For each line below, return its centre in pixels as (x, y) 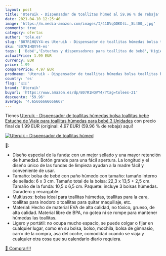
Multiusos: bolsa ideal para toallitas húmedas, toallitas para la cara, (81, 197)
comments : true (21, 28)
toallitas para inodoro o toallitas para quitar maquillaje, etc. (72, 202)
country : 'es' (20, 79)
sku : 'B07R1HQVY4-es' (27, 46)
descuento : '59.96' (25, 97)
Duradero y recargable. (36, 192)
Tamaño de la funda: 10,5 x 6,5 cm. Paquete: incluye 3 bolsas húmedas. (85, 186)
